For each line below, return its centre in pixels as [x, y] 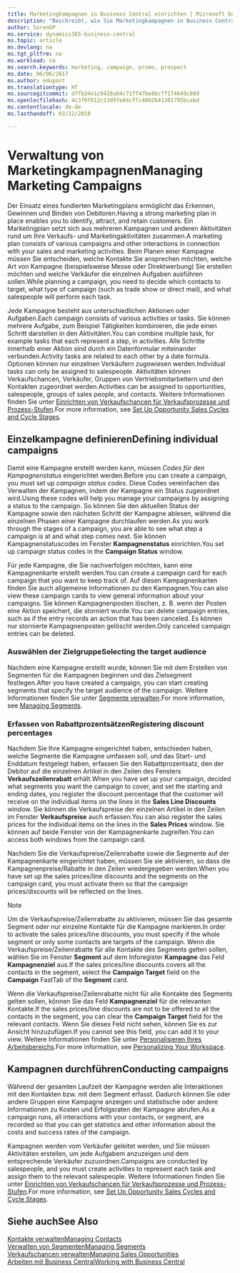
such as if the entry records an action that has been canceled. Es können [115, 618]
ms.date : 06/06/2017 [38, 74]
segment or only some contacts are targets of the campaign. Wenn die [111, 942]
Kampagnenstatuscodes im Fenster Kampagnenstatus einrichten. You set [116, 543]
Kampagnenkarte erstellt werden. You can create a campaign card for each [117, 573]
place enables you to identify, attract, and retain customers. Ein [100, 221]
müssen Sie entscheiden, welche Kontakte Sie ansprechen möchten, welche [120, 259]
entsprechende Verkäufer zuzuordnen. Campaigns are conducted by [108, 1161]
